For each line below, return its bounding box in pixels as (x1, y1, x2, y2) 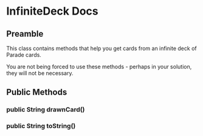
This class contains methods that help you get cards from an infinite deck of (6, 45, 197, 52)
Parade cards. (6, 51, 41, 59)
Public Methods (6, 87, 67, 98)
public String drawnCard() (6, 106, 85, 114)
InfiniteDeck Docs (6, 4, 98, 18)
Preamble (6, 29, 44, 39)
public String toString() (6, 122, 76, 131)
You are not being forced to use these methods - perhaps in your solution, (6, 63, 192, 70)
